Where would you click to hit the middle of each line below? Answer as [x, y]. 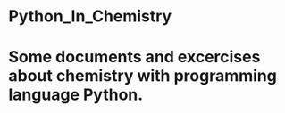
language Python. [76, 95]
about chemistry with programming [143, 76]
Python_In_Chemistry [90, 16]
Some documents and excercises [134, 57]
